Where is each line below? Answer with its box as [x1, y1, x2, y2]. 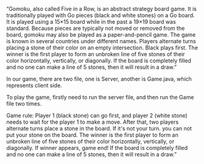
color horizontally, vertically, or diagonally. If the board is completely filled [6, 57, 192, 64]
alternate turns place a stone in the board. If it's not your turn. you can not [6, 125, 192, 132]
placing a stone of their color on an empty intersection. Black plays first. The [6, 44, 199, 51]
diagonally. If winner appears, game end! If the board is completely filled [6, 144, 188, 151]
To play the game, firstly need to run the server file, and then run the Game [6, 94, 194, 101]
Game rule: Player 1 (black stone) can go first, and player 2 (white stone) [6, 112, 188, 119]
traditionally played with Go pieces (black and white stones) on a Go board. [6, 12, 195, 19]
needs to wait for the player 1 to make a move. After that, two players [6, 118, 179, 126]
